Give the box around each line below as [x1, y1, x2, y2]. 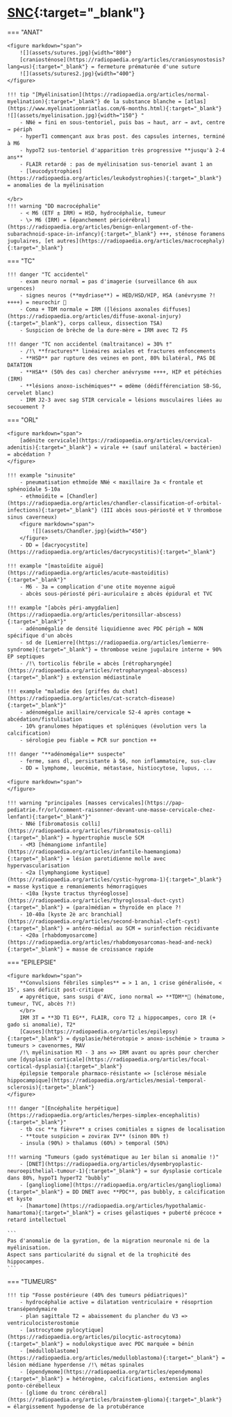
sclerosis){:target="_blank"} [7, 1084, 95, 1091]
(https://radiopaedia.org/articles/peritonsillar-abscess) [7, 611, 182, 618]
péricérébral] [110, 216, 151, 224]
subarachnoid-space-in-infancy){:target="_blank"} [7, 230, 157, 238]
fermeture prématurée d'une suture [97, 63, 200, 70]
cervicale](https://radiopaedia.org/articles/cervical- [47, 437, 213, 444]
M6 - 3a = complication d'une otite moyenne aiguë [25, 583, 176, 590]
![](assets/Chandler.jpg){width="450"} [32, 528, 148, 535]
